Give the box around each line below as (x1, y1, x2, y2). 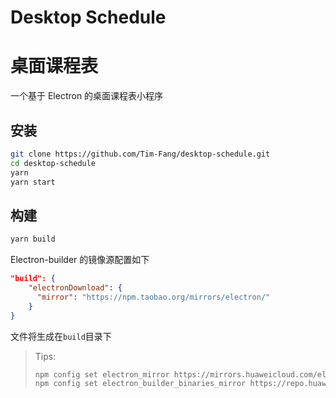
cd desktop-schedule (10, 158, 97, 168)
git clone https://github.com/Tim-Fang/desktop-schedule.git (10, 149, 271, 159)
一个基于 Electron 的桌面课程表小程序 (10, 90, 164, 102)
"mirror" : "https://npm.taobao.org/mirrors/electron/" (36, 292, 271, 302)
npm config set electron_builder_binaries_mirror (34, 379, 247, 389)
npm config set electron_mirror (34, 369, 170, 380)
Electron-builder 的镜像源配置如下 (10, 254, 150, 266)
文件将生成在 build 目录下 (10, 330, 112, 342)
